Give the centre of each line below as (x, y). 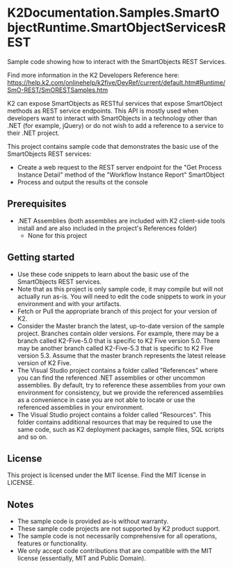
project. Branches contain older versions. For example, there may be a (118, 333)
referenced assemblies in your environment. (80, 407)
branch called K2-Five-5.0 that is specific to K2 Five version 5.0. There (119, 340)
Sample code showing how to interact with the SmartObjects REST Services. (117, 61)
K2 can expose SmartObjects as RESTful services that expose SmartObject (115, 103)
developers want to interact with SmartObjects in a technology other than (112, 118)
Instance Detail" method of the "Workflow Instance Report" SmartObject (121, 175)
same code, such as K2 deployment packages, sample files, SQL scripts (121, 429)
